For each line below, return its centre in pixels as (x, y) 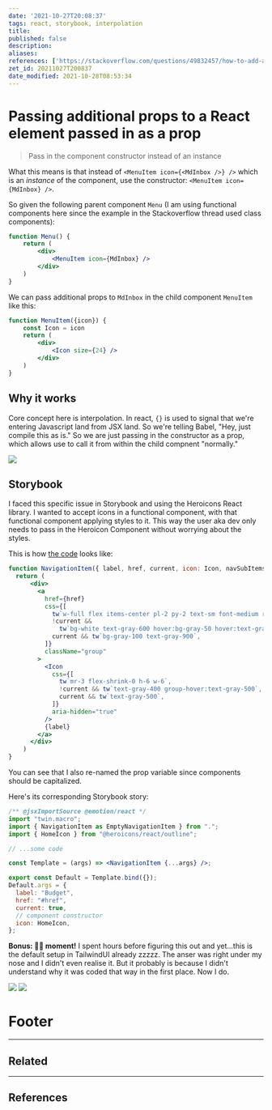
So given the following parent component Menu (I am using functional (123, 204)
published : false (38, 38)
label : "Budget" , (45, 893)
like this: (22, 305)
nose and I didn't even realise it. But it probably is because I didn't (119, 963)
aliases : (23, 53)
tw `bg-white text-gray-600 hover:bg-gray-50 (136, 629)
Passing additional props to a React (129, 116)
